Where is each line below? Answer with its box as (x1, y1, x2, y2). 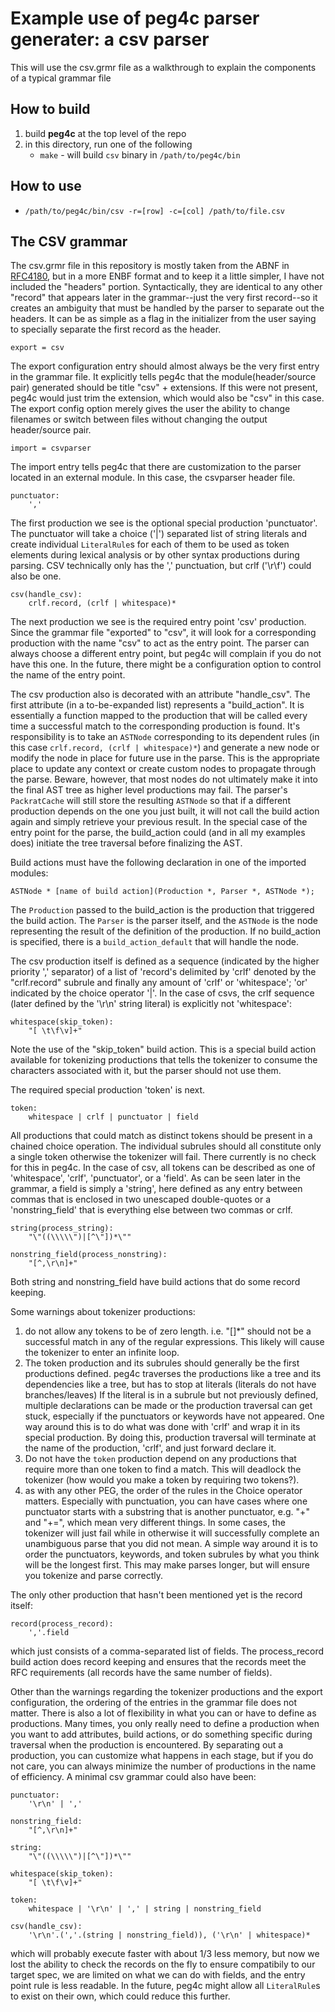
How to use (10, 178, 82, 195)
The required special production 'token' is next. (10, 1084, 206, 1096)
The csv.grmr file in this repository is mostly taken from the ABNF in (10, 260, 290, 272)
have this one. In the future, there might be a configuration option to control (10, 658, 322, 671)
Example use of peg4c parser (10, 7, 260, 30)
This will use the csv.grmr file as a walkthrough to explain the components (10, 61, 317, 73)
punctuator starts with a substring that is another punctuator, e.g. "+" (24, 1506, 310, 1518)
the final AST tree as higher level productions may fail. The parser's (10, 784, 288, 796)
